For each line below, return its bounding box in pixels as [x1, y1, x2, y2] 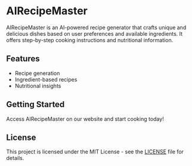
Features [6, 54, 40, 64]
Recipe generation [14, 70, 60, 77]
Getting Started [6, 99, 65, 109]
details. [6, 155, 24, 162]
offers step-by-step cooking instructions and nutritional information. [6, 36, 174, 43]
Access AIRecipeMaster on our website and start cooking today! [6, 115, 164, 123]
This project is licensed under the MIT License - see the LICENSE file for [6, 148, 184, 155]
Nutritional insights [14, 82, 61, 89]
